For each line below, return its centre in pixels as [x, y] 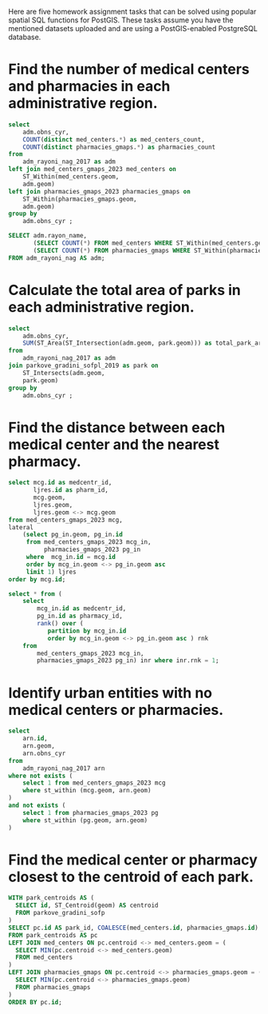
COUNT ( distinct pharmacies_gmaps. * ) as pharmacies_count [119, 147]
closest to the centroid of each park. [131, 877]
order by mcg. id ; [37, 579]
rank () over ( [60, 624]
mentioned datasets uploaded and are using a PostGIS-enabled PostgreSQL [133, 28]
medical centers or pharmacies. [116, 710]
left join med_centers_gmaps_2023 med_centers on [93, 170]
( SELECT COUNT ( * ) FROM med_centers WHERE [103, 243]
